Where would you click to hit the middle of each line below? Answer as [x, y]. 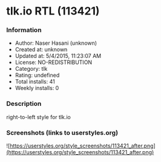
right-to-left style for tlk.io [38, 117]
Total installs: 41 [35, 82]
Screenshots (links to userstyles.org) [62, 132]
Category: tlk [31, 69]
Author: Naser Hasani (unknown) [56, 43]
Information [24, 30]
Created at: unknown [41, 50]
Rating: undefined [37, 75]
